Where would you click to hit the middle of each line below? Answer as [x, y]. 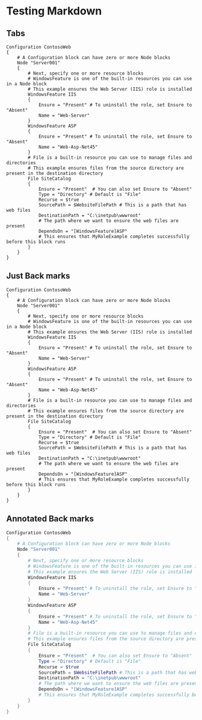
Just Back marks [38, 276]
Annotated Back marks [50, 519]
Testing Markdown [54, 11]
